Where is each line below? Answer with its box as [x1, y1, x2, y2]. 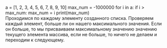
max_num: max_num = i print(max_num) [5, 10, 90, 16]
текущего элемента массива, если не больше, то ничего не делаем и [5, 32, 157, 37]
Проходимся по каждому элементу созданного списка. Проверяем [5, 15, 154, 21]
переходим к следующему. [5, 37, 65, 43]
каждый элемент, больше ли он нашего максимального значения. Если [5, 20, 162, 27]
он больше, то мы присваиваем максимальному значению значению [5, 26, 157, 32]
